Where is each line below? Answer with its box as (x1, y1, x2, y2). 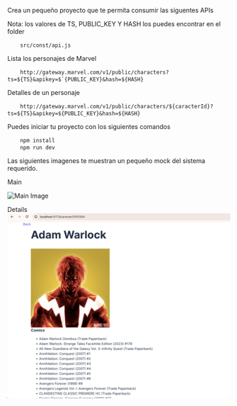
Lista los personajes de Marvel (7, 55, 97, 62)
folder (7, 28, 25, 35)
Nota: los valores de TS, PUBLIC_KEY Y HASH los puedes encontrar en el (7, 20, 221, 28)
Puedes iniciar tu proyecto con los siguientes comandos (7, 123, 171, 130)
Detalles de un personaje (7, 89, 80, 96)
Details (7, 205, 28, 213)
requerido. (7, 164, 38, 172)
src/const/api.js (20, 42, 71, 49)
